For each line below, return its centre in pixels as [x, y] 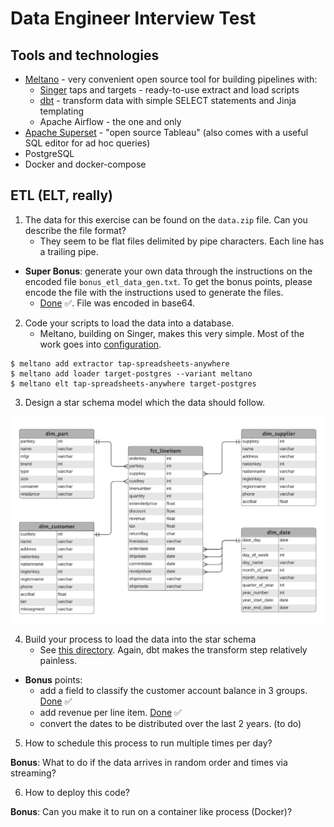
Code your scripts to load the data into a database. [129, 323]
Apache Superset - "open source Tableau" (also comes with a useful [166, 132]
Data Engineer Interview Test [133, 18]
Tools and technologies [85, 55]
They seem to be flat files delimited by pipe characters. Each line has [182, 241]
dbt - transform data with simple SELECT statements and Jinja [168, 100]
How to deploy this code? [77, 793]
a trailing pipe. [69, 251]
